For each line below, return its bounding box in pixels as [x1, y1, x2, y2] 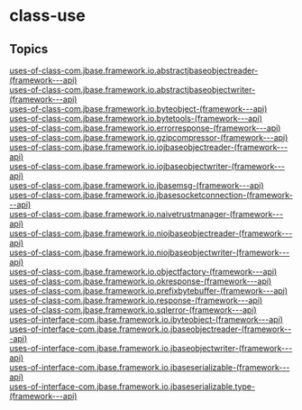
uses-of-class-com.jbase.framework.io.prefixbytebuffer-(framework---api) [9, 286, 288, 296]
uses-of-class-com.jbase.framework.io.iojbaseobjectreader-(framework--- [9, 141, 288, 152]
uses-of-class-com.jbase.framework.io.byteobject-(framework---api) [9, 104, 268, 114]
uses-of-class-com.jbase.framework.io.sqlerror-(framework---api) [9, 305, 257, 315]
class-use [9, 5, 86, 26]
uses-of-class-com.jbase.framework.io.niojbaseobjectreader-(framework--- [9, 228, 293, 239]
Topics [9, 41, 49, 57]
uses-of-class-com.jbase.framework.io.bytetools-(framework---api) [9, 114, 263, 123]
